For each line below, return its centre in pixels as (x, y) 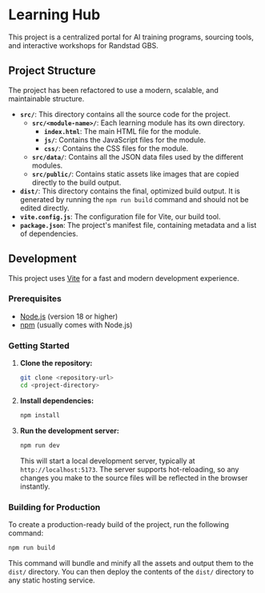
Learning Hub (54, 15)
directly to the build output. (76, 182)
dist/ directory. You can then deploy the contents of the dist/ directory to (131, 571)
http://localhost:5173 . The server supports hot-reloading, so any (129, 469)
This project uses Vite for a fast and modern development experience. (124, 278)
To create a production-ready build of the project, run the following (119, 524)
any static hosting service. (52, 580)
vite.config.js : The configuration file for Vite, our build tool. (120, 216)
